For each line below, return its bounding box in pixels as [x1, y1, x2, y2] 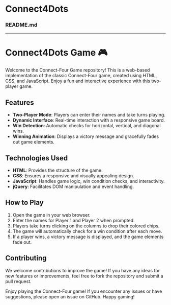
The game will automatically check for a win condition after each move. [12, 228, 162, 234]
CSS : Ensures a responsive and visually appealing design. [12, 173, 134, 179]
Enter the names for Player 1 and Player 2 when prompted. [12, 217, 135, 223]
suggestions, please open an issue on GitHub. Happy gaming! [5, 293, 135, 299]
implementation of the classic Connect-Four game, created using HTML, [5, 73, 157, 79]
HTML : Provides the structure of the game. [12, 167, 103, 174]
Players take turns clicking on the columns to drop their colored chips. [12, 223, 160, 229]
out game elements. [12, 139, 55, 145]
